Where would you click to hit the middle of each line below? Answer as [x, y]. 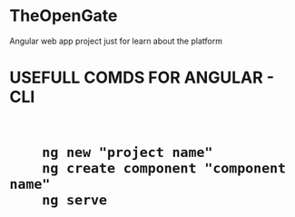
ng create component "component [164, 168]
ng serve [74, 200]
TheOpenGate [64, 16]
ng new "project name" [128, 153]
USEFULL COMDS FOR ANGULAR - [142, 78]
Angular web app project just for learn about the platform [116, 41]
